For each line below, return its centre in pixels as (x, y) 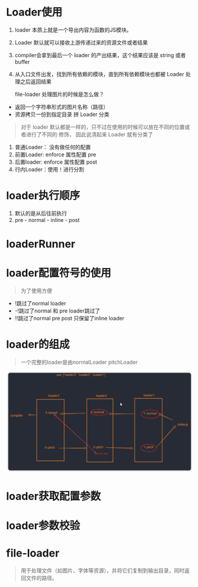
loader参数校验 (43, 525)
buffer (22, 62)
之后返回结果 (36, 82)
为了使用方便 (36, 291)
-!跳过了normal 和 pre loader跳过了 (58, 311)
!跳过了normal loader (40, 303)
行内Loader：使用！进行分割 (49, 169)
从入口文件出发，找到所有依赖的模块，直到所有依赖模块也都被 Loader (100, 74)
